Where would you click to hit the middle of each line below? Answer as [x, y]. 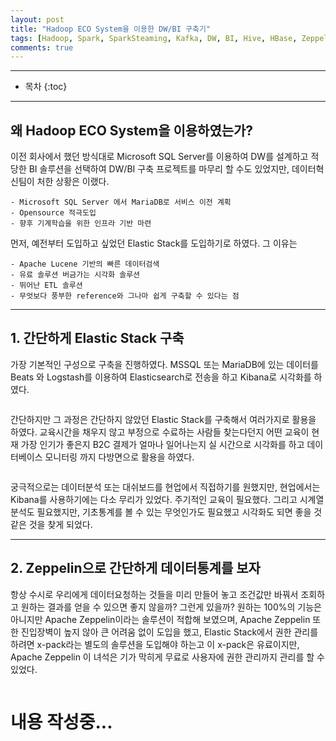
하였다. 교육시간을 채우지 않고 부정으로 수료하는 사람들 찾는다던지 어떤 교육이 [160, 432]
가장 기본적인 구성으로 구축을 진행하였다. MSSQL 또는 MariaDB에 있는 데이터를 [164, 364]
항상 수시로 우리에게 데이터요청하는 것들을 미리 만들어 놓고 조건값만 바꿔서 [154, 594]
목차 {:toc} [46, 87]
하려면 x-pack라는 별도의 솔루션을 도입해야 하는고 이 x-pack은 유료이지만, [155, 644]
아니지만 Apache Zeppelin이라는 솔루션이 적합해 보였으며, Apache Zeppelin [160, 619]
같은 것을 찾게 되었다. [51, 524]
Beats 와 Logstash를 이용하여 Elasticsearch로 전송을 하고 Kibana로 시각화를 [161, 377]
